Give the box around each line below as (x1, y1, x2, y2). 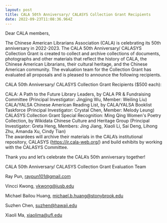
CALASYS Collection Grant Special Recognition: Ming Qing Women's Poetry (5, 112, 161, 118)
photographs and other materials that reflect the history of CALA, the (5, 56, 147, 62)
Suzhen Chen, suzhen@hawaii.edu (5, 202, 77, 208)
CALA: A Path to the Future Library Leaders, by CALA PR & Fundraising (5, 91, 151, 97)
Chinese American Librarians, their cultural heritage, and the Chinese (5, 61, 147, 67)
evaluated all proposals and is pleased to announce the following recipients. (5, 72, 161, 78)
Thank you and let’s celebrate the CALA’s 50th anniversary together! (5, 154, 145, 160)
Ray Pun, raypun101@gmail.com (5, 173, 71, 179)
